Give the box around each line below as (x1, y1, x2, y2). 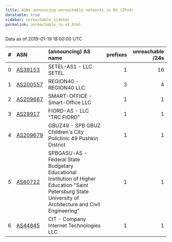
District (48, 142, 66, 149)
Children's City (48, 129, 84, 136)
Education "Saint (48, 181, 89, 189)
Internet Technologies (48, 222, 101, 229)
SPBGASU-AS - (48, 150, 88, 157)
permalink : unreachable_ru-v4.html (5, 22, 81, 27)
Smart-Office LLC (48, 99, 92, 106)
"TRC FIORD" (48, 114, 80, 121)
